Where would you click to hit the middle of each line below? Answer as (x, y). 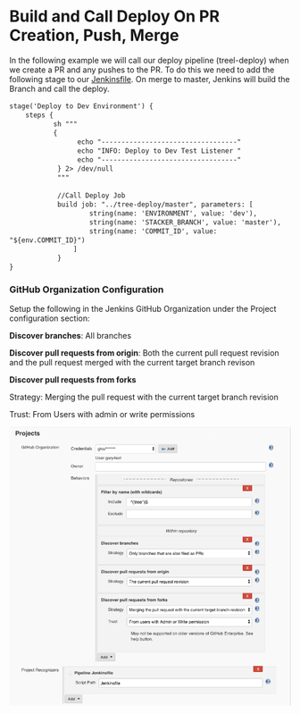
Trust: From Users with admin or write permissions (102, 415)
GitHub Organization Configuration (87, 290)
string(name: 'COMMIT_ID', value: (153, 231)
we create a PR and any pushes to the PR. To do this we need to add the (142, 70)
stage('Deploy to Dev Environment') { (81, 106)
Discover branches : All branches (71, 336)
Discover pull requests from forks (73, 380)
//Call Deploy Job (91, 195)
